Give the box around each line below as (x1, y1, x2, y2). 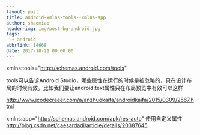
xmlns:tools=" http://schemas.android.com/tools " (6, 64, 127, 71)
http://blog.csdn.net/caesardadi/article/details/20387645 (6, 121, 148, 129)
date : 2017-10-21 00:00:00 (6, 48, 74, 54)
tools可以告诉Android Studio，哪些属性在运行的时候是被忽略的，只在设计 (6, 76, 187, 84)
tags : (6, 31, 20, 37)
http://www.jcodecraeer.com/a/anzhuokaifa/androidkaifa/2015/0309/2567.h (6, 96, 194, 103)
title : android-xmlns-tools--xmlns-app (6, 14, 106, 20)
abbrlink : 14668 (6, 43, 47, 49)
